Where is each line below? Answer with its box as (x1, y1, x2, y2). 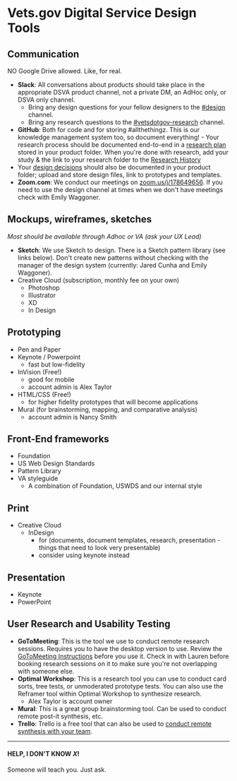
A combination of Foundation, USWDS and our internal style (28, 482, 202, 490)
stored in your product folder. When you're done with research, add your (17, 148, 229, 156)
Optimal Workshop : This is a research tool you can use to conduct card (17, 674, 227, 683)
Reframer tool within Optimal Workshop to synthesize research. (17, 689, 202, 698)
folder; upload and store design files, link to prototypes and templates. (17, 171, 222, 179)
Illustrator (28, 291, 56, 299)
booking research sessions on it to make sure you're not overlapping (17, 659, 217, 668)
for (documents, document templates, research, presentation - (38, 536, 221, 544)
